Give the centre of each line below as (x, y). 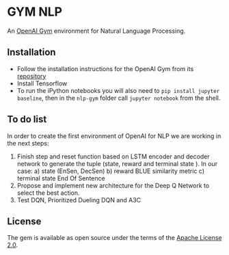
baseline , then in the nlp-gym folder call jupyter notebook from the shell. (119, 98)
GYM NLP (35, 12)
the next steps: (28, 143)
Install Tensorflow (42, 83)
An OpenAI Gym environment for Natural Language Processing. (96, 31)
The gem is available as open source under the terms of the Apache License (114, 238)
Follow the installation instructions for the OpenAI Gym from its (105, 68)
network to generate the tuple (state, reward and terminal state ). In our (117, 163)
